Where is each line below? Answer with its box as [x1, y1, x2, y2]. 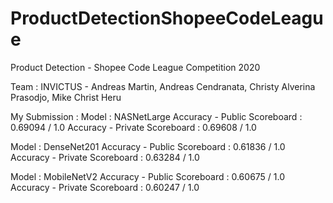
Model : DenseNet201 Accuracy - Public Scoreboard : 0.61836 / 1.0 [10, 140, 286, 152]
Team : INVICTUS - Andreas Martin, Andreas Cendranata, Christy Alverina [10, 80, 316, 92]
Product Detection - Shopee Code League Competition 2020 [10, 61, 261, 73]
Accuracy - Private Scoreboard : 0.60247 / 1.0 [10, 181, 200, 193]
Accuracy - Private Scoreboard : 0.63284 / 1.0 [10, 151, 200, 163]
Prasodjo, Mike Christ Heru [10, 91, 122, 103]
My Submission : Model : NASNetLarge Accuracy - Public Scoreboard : [10, 110, 303, 122]
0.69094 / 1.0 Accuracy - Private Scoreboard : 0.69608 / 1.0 [10, 121, 257, 133]
